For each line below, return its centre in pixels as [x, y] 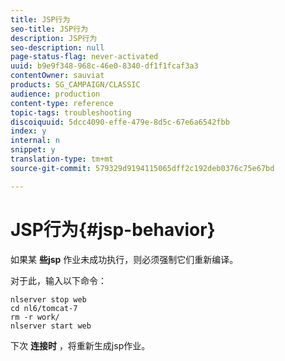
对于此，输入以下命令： [58, 280]
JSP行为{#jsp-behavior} [113, 229]
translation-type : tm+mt [62, 159]
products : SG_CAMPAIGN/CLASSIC [75, 85]
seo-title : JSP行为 [49, 29]
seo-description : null [57, 47]
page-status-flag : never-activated [84, 57]
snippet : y [33, 150]
